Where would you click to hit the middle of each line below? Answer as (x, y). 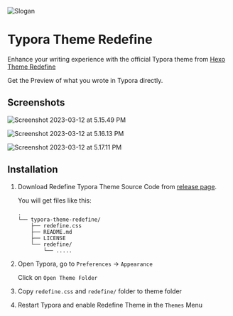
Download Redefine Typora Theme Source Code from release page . (117, 186)
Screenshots (36, 103)
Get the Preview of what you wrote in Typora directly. (85, 80)
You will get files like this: (55, 200)
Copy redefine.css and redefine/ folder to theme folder (100, 291)
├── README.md (52, 232)
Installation (33, 170)
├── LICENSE (48, 238)
